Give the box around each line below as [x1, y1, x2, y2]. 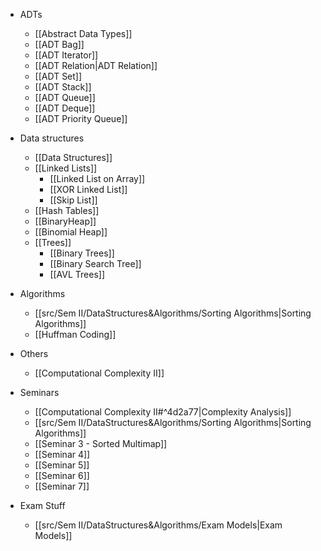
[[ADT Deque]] [34, 102, 96, 114]
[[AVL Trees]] [49, 269, 106, 280]
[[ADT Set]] [34, 70, 83, 82]
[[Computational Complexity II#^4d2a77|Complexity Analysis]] [34, 406, 292, 418]
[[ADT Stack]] [34, 81, 92, 93]
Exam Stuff [19, 500, 66, 511]
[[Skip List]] [49, 194, 98, 206]
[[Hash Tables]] [34, 205, 100, 216]
